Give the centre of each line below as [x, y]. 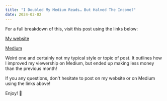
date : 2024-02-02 [23, 14]
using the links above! [28, 83]
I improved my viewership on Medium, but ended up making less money [80, 63]
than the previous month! [31, 68]
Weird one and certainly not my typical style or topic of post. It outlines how [84, 57]
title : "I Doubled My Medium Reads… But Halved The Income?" [71, 10]
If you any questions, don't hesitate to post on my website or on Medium [80, 78]
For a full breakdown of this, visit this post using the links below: [72, 28]
